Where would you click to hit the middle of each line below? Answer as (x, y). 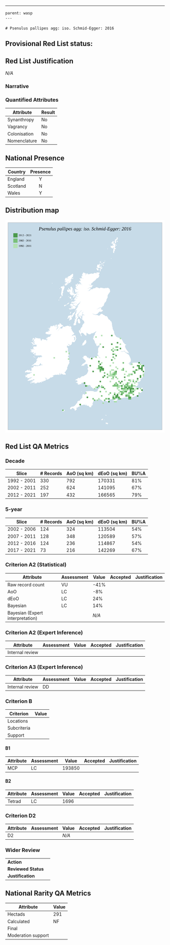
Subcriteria (19, 728)
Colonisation (20, 134)
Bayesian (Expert (25, 613)
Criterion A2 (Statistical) (36, 565)
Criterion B (19, 701)
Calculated (19, 921)
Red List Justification (39, 61)
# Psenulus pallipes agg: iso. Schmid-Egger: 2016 (60, 28)
